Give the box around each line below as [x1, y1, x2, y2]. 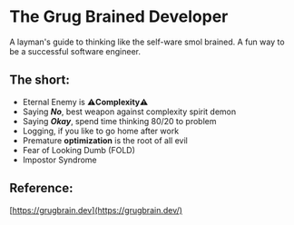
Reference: [9, 181, 73, 196]
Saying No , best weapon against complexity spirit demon [22, 106, 237, 117]
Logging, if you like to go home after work [22, 125, 180, 136]
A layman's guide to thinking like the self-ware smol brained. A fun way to [9, 36, 285, 47]
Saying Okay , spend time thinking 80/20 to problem [22, 115, 217, 126]
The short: [9, 73, 70, 88]
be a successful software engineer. [9, 45, 142, 56]
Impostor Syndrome [22, 154, 97, 165]
